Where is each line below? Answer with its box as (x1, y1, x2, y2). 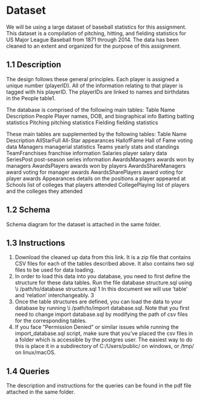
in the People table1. (6, 94, 56, 101)
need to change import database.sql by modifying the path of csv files (14, 311, 188, 318)
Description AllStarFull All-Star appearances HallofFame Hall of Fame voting (6, 137, 193, 144)
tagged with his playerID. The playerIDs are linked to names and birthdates (6, 88, 190, 96)
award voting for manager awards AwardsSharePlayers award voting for (6, 168, 183, 176)
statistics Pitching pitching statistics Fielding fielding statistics (6, 119, 158, 126)
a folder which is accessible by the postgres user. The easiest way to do (14, 336, 193, 343)
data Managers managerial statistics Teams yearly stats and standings (6, 143, 180, 150)
